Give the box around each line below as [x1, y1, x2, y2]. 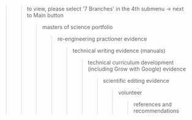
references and [133, 101, 172, 108]
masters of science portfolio [42, 24, 113, 30]
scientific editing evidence [103, 77, 169, 84]
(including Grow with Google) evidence [87, 65, 186, 72]
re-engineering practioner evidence [57, 35, 147, 42]
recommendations [133, 107, 180, 115]
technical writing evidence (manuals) [72, 47, 166, 54]
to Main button [26, 12, 64, 19]
